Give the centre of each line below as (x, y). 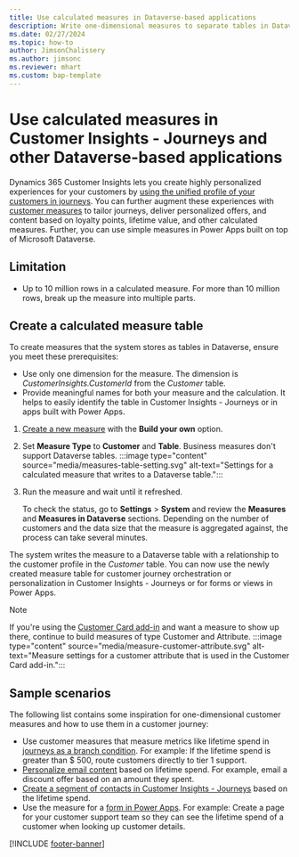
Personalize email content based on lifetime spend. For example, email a (154, 770)
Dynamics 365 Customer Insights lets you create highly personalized (135, 182)
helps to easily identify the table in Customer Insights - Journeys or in (149, 403)
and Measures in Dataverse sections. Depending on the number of (145, 518)
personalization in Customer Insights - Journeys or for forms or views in (141, 584)
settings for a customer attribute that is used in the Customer (178, 656)
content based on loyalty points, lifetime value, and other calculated (133, 220)
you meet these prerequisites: (64, 356)
